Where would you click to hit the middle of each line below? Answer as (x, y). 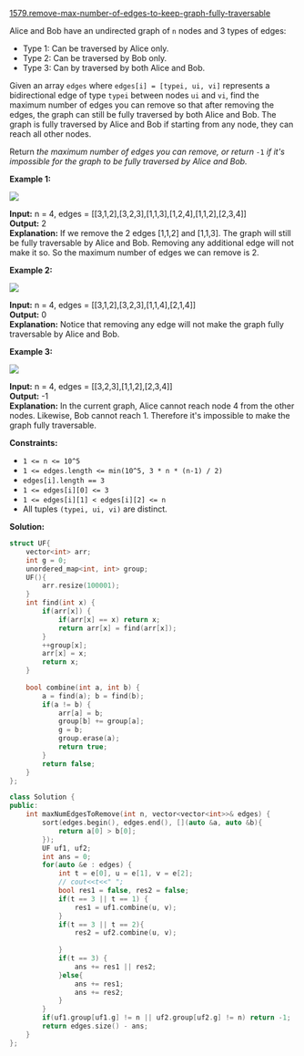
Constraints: (34, 443)
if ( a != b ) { (67, 704)
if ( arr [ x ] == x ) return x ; (109, 619)
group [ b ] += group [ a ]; (101, 721)
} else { (71, 975)
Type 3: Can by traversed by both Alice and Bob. (114, 68)
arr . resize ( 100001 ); (81, 586)
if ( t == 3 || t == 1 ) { (103, 899)
